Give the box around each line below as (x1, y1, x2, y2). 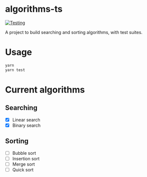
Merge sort (12, 161, 36, 167)
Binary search (12, 122, 41, 128)
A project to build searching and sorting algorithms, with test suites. (5, 29, 143, 35)
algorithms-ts (5, 3, 63, 15)
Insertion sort (12, 155, 40, 161)
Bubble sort (12, 150, 36, 156)
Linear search (12, 117, 40, 123)
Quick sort (12, 167, 34, 173)
